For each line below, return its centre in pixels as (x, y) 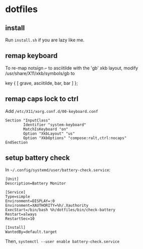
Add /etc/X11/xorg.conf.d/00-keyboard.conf (52, 111)
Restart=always (21, 214)
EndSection (17, 142)
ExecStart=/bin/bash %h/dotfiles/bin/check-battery (60, 210)
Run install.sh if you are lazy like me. (45, 40)
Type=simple (18, 197)
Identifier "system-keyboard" (55, 125)
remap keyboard (31, 56)
